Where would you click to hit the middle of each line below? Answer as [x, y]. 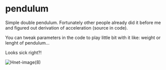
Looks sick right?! [23, 52]
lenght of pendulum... [27, 42]
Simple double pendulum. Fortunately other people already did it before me [83, 22]
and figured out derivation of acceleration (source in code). [67, 27]
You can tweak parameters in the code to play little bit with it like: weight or [83, 37]
